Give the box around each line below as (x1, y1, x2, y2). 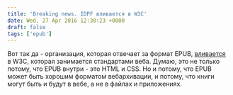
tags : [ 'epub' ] (7, 30, 52, 38)
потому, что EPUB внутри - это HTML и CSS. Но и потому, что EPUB (7, 65, 212, 73)
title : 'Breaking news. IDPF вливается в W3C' (7, 10, 147, 18)
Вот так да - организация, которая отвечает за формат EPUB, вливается (7, 50, 227, 58)
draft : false (7, 23, 46, 30)
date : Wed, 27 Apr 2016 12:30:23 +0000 (7, 17, 125, 24)
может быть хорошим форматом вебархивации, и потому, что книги (7, 72, 215, 81)
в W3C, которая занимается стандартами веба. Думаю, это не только (7, 57, 220, 66)
